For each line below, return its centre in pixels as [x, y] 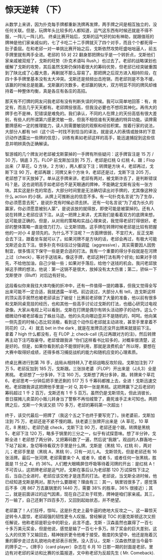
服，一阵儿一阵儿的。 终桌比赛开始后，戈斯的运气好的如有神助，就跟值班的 [80, 36]
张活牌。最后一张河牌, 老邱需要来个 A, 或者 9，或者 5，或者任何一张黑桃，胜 [81, 457]
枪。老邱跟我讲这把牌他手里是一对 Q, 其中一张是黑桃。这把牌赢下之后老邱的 [80, 386]
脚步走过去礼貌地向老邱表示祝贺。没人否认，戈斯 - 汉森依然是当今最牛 [83, 541]
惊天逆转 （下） [36, 10]
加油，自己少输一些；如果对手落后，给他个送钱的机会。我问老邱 [89, 263]
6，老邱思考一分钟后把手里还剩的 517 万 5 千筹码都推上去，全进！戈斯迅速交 [81, 381]
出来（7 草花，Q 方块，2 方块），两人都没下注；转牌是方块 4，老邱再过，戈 [79, 166]
